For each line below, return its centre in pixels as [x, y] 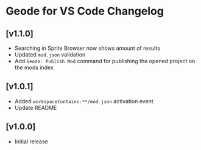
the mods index [34, 67]
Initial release [31, 141]
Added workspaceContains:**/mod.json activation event [84, 101]
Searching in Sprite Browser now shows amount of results [87, 48]
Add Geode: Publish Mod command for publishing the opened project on [105, 61]
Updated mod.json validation [50, 55]
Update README [36, 107]
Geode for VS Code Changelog [85, 11]
